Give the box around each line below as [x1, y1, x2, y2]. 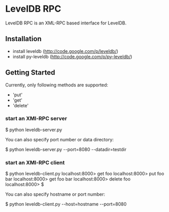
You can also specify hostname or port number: [5, 191, 105, 197]
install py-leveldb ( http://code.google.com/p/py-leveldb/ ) [12, 53, 132, 59]
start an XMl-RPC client [5, 159, 65, 166]
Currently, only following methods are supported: [5, 82, 108, 88]
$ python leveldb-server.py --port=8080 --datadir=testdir [5, 146, 127, 153]
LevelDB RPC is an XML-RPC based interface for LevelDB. [5, 20, 127, 26]
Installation [5, 35, 42, 43]
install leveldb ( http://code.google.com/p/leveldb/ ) [12, 48, 119, 54]
